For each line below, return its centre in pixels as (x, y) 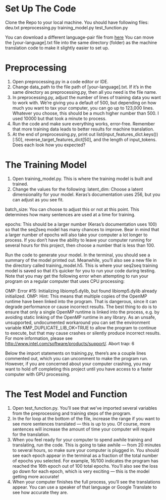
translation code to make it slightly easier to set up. (57, 48)
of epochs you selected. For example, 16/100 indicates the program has (85, 461)
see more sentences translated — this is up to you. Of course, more (81, 424)
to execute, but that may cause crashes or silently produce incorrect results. (83, 333)
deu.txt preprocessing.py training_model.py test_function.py (67, 27)
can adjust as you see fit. (38, 199)
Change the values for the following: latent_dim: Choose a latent (78, 189)
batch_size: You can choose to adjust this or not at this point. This (72, 209)
